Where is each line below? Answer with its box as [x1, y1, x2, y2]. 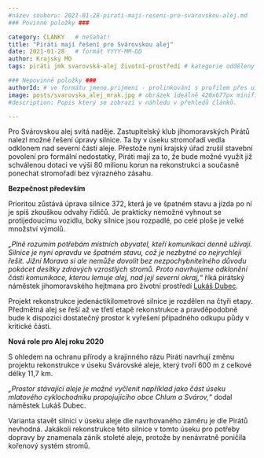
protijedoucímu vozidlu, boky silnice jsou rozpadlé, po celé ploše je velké [8, 216, 244, 225]
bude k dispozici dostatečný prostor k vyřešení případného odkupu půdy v [8, 313, 250, 323]
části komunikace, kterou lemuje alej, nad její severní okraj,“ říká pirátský [8, 273, 245, 283]
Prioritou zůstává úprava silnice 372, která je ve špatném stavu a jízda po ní [8, 199, 253, 209]
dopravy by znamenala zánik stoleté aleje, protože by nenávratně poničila [8, 433, 246, 442]
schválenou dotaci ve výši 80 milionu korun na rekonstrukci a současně [8, 161, 240, 170]
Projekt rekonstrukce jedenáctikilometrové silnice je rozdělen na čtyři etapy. [8, 297, 253, 306]
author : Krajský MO [8, 55, 72, 63]
